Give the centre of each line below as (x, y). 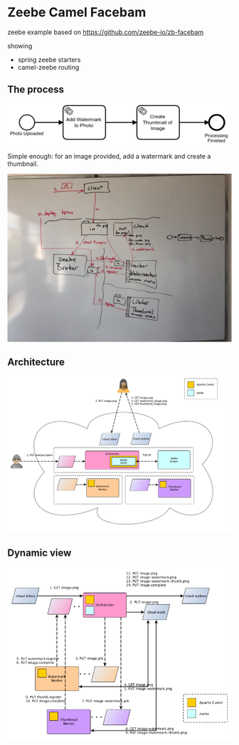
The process (36, 90)
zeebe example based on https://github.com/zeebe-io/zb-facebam (106, 32)
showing (20, 46)
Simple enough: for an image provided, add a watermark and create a (109, 157)
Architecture (36, 362)
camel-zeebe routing (48, 67)
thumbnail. (23, 164)
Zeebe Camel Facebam (77, 12)
